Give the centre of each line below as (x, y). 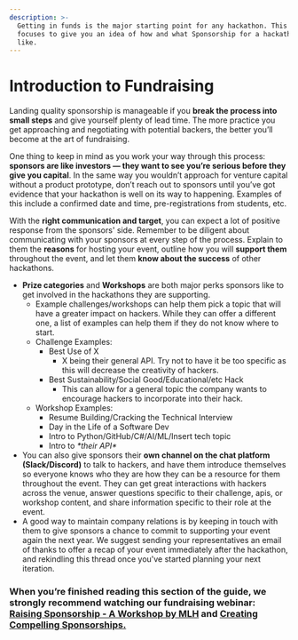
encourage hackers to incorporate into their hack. (153, 399)
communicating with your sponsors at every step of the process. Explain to (146, 240)
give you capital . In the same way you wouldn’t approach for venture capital (149, 175)
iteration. (38, 569)
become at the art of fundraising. (70, 140)
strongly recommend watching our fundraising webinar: (133, 603)
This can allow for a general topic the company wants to (165, 389)
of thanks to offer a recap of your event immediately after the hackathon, (155, 550)
